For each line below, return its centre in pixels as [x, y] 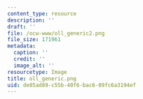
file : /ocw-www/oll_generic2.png [56, 33]
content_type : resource [42, 14]
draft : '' [22, 26]
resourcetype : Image [38, 72]
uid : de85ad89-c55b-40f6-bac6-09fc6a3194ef [72, 85]
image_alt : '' [34, 66]
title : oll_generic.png [42, 78]
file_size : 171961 [34, 40]
